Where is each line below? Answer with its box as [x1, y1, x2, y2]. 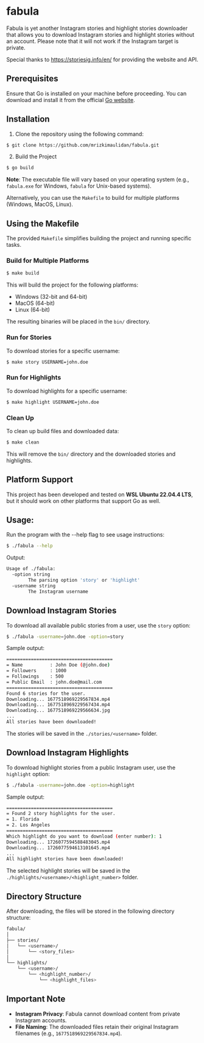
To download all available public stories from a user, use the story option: [6, 621, 191, 629]
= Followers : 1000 [6, 668, 67, 674]
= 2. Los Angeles [6, 822, 51, 829]
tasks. [6, 241, 22, 249]
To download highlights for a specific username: [6, 387, 128, 395]
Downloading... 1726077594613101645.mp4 [6, 844, 111, 851]
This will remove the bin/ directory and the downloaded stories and [6, 450, 176, 458]
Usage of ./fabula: [6, 566, 56, 572]
